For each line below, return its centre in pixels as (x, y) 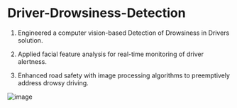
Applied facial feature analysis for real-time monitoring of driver (111, 54)
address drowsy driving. (53, 82)
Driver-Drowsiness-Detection (97, 13)
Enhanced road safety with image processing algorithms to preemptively (124, 75)
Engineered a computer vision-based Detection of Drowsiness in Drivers (123, 33)
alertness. (32, 61)
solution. (30, 40)
